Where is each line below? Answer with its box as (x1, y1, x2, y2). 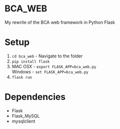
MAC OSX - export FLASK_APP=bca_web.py (11, 63, 97, 69)
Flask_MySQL (11, 113, 40, 119)
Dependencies (4, 91, 66, 103)
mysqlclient (11, 118, 36, 124)
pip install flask (11, 59, 50, 64)
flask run (11, 75, 33, 80)
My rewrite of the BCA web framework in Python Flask (4, 19, 116, 25)
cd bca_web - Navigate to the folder (11, 53, 83, 59)
